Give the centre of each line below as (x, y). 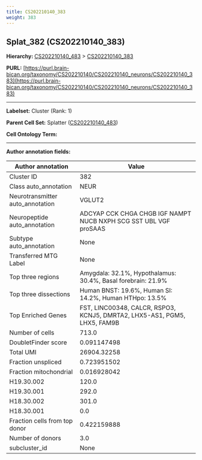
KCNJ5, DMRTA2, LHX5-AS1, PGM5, (133, 315)
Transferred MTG (34, 256)
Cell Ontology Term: (32, 134)
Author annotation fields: (38, 152)
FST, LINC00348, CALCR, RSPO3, (128, 308)
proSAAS (93, 228)
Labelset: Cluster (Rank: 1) (39, 111)
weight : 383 (21, 17)
